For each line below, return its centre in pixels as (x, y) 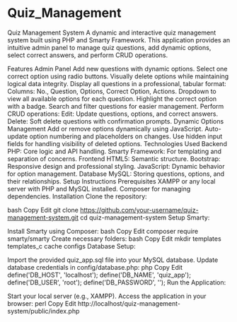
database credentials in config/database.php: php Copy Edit (95, 267)
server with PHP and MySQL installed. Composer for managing (99, 189)
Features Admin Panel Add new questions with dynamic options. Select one (117, 68)
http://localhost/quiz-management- (129, 303)
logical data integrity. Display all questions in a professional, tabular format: (117, 83)
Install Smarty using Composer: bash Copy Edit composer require (103, 231)
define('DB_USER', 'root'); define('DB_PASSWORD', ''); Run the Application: (117, 282)
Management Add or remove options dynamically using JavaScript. (105, 129)
